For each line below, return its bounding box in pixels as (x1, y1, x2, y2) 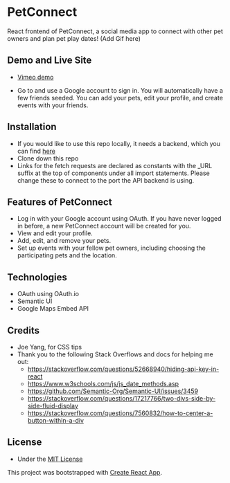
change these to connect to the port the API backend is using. (17, 176, 195, 184)
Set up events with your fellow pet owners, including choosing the (17, 244, 206, 253)
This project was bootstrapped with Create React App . (7, 468, 163, 476)
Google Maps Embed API (17, 304, 89, 313)
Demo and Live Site (7, 55, 92, 66)
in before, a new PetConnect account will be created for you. (17, 222, 191, 230)
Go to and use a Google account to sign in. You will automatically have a (17, 86, 224, 94)
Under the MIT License (17, 455, 83, 463)
